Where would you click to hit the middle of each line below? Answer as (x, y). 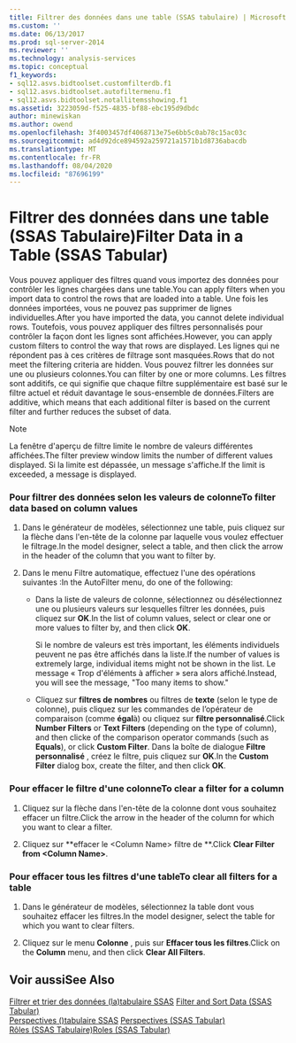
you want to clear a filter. (67, 827)
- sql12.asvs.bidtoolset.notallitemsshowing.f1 (99, 100)
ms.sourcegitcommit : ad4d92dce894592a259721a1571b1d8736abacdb (128, 141)
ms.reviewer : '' (39, 51)
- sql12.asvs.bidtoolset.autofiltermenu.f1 (91, 91)
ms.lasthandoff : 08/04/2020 (61, 166)
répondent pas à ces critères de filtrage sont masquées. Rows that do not (142, 355)
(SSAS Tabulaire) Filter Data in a (126, 237)
